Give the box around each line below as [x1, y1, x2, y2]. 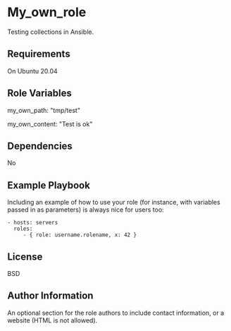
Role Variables [7, 88, 72, 100]
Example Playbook [7, 179, 90, 191]
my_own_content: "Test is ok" [7, 119, 93, 128]
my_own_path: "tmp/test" [7, 106, 81, 114]
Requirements [7, 48, 70, 60]
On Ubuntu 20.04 [7, 66, 58, 75]
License [7, 251, 43, 263]
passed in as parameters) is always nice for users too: [7, 205, 164, 214]
